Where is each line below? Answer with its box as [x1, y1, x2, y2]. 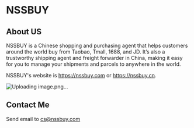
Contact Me [6, 100, 50, 110]
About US [6, 27, 42, 37]
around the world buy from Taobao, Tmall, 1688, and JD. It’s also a [6, 48, 165, 55]
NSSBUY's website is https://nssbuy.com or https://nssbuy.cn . [6, 72, 157, 79]
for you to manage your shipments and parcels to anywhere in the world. [6, 61, 181, 67]
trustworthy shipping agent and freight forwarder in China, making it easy [6, 55, 183, 61]
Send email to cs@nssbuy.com [6, 115, 81, 122]
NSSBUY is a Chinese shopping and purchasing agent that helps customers [6, 42, 188, 49]
